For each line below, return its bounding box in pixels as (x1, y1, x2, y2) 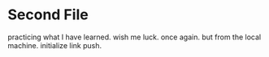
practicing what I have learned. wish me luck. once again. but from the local (7, 32, 262, 42)
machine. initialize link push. (7, 40, 102, 50)
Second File (7, 6, 89, 24)
